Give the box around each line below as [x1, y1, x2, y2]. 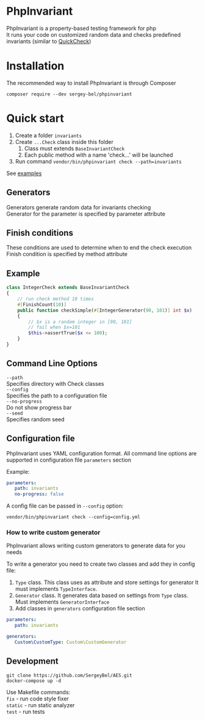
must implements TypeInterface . [15, 585, 98, 593]
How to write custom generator [6, 528, 101, 537]
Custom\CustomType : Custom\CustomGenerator [14, 639, 127, 645]
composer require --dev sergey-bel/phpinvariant [6, 91, 132, 97]
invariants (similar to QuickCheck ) [6, 37, 92, 45]
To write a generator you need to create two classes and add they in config [6, 560, 195, 568]
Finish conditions [6, 228, 73, 238]
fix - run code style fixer [6, 695, 69, 702]
